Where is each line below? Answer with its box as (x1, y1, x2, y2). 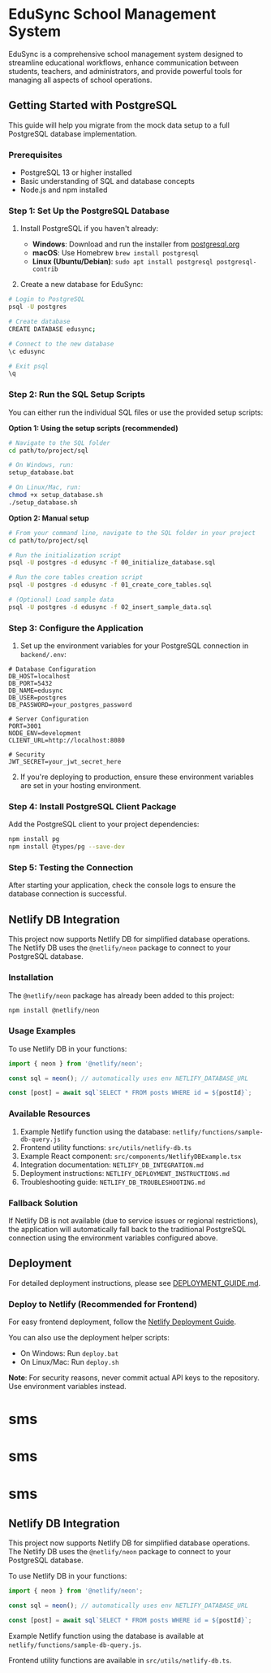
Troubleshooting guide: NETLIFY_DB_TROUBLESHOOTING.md (19, 1177, 205, 1187)
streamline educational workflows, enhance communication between (8, 58, 239, 68)
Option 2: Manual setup (8, 513, 89, 523)
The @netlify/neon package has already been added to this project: (8, 990, 234, 1000)
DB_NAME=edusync (8, 686, 63, 695)
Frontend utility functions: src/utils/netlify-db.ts (19, 1142, 192, 1152)
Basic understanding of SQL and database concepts (19, 176, 195, 186)
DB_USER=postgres (8, 694, 67, 702)
